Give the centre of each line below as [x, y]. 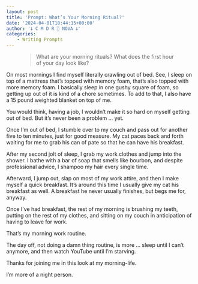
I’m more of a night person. [40, 274]
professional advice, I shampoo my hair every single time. [77, 167]
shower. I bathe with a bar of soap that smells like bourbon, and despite [94, 160]
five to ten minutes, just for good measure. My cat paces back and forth [95, 136]
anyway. [16, 197]
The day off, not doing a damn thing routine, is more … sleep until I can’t [95, 245]
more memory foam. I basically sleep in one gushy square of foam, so [92, 87]
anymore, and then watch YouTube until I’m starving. [71, 251]
